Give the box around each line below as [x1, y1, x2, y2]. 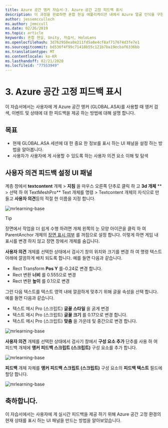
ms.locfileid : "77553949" [5, 63, 59, 68]
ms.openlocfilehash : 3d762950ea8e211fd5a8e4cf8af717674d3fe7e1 [5, 40, 140, 45]
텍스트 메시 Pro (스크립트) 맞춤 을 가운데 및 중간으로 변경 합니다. [12, 318, 137, 324]
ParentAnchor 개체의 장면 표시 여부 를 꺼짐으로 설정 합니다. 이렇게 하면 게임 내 [5, 231, 158, 237]
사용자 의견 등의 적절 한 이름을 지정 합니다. [14, 195, 96, 201]
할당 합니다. [5, 371, 28, 377]
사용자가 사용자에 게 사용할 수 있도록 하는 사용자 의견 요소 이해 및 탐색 [12, 152, 148, 158]
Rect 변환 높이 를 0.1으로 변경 [12, 278, 70, 284]
